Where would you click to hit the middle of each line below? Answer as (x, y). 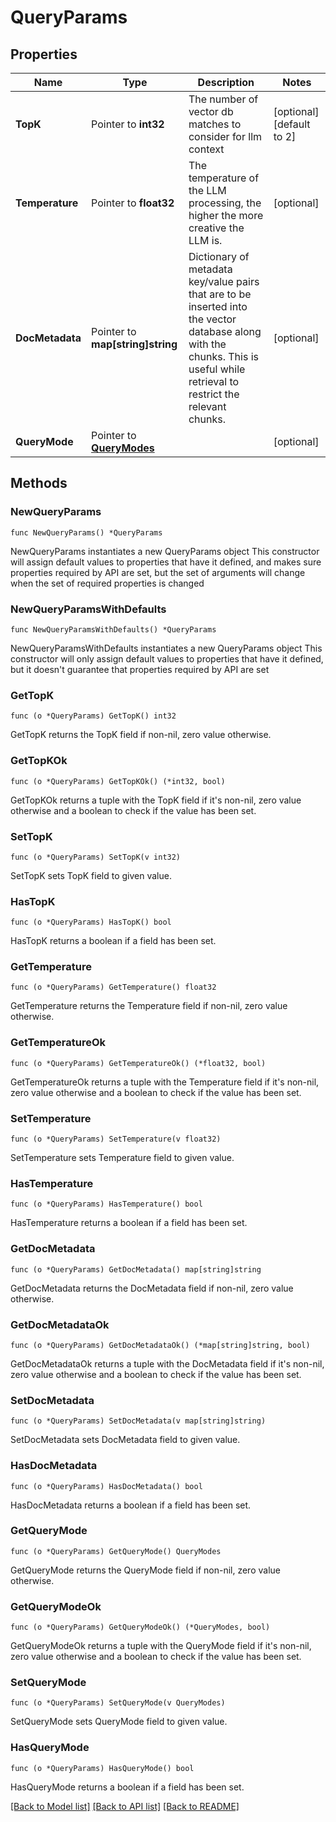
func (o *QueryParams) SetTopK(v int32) (96, 857)
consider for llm (225, 136)
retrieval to (214, 381)
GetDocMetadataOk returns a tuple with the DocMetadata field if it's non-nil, (167, 1363)
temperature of (224, 178)
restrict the (214, 394)
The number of (223, 99)
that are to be (220, 294)
